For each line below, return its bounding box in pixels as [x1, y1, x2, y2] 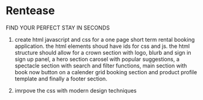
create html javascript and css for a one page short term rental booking [14, 36, 195, 43]
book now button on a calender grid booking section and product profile [14, 68, 197, 75]
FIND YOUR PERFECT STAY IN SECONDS [6, 24, 110, 31]
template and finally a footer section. [14, 75, 108, 82]
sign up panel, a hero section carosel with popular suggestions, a [14, 55, 180, 63]
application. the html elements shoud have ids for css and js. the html [14, 42, 190, 50]
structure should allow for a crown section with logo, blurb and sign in [14, 48, 191, 56]
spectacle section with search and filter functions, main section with [14, 62, 188, 69]
